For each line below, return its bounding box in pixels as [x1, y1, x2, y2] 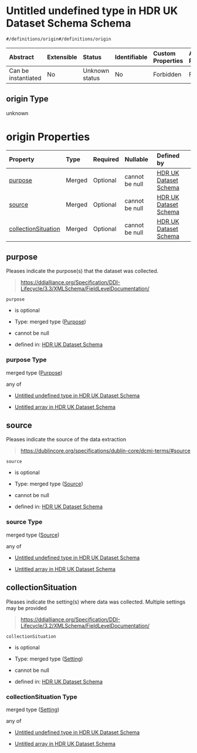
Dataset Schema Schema [6, 16, 131, 30]
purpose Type [6, 356, 47, 364]
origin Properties [6, 130, 90, 144]
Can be [9, 66, 29, 75]
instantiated [9, 74, 42, 82]
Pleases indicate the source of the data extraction [6, 436, 127, 443]
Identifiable [114, 53, 148, 61]
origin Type [6, 94, 49, 104]
